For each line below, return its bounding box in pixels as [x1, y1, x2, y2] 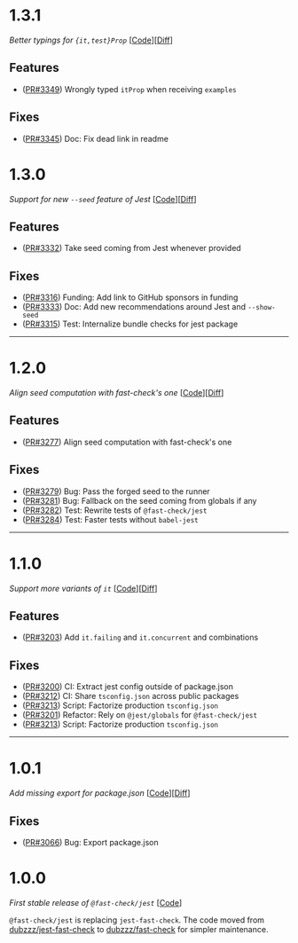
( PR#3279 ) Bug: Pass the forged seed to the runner [21, 485, 210, 497]
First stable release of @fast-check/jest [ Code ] [9, 897, 183, 908]
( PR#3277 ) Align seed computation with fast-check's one [21, 436, 232, 447]
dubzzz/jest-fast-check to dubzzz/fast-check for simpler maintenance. [9, 923, 269, 934]
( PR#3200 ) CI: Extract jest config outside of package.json [21, 681, 233, 692]
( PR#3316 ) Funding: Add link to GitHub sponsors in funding [21, 292, 239, 303]
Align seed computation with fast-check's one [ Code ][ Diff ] [9, 388, 224, 398]
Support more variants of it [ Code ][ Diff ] [9, 583, 158, 593]
